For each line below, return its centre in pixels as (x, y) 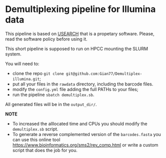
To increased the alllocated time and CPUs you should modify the (80, 123)
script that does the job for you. (45, 150)
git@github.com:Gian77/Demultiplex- (104, 73)
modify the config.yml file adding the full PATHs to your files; (75, 89)
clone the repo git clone (38, 73)
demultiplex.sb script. (35, 129)
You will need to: (22, 63)
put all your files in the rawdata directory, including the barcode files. (83, 84)
